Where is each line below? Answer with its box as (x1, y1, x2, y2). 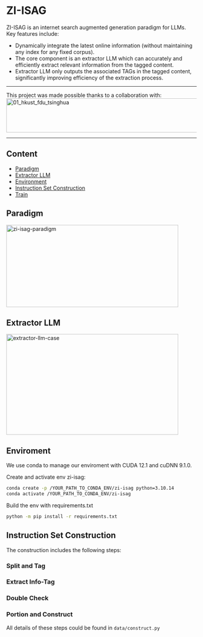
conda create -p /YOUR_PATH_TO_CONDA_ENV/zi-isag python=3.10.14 (6, 485, 174, 492)
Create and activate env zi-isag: (6, 473, 86, 481)
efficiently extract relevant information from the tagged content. (14, 61, 174, 68)
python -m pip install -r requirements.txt (6, 513, 118, 519)
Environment (14, 178, 47, 185)
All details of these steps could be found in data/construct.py (6, 624, 160, 631)
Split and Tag (6, 561, 46, 570)
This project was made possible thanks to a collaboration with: (6, 92, 162, 99)
